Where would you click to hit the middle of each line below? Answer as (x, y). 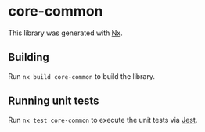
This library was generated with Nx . (65, 33)
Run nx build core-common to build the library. (81, 76)
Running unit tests (54, 101)
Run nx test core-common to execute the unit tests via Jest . (103, 120)
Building (29, 57)
